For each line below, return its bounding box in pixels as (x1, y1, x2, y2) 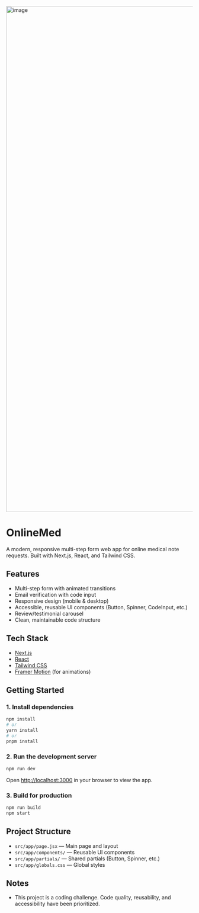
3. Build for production (6, 791, 72, 799)
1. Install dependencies (6, 703, 74, 711)
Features (6, 569, 40, 579)
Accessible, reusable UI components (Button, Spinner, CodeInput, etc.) (14, 603, 188, 610)
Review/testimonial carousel (14, 610, 84, 617)
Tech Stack (6, 634, 49, 644)
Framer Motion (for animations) (14, 668, 91, 675)
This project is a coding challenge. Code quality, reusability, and (14, 894, 171, 901)
